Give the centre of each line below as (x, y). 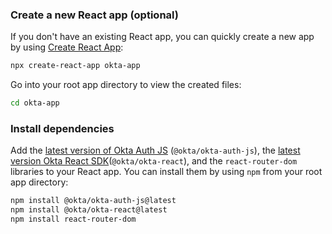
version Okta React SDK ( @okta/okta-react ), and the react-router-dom (154, 161)
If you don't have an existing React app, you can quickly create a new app (162, 37)
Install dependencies (62, 128)
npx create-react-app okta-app (75, 66)
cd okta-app (35, 103)
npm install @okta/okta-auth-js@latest (93, 201)
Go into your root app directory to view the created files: (126, 85)
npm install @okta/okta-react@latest (89, 210)
